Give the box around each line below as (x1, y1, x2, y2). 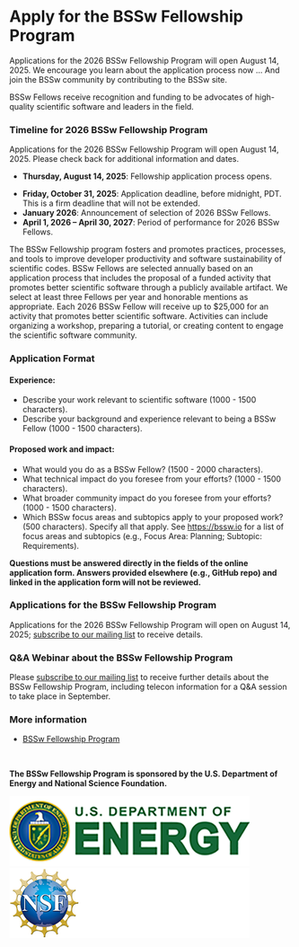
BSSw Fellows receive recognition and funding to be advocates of (9, 92, 253, 102)
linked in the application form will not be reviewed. (9, 577, 202, 588)
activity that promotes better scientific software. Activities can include (9, 311, 268, 322)
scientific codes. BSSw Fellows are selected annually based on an (9, 263, 254, 274)
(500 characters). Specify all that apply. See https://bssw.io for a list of (22, 521, 285, 532)
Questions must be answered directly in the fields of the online (9, 557, 249, 568)
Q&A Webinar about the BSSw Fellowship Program (9, 651, 233, 664)
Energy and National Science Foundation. (9, 778, 168, 789)
